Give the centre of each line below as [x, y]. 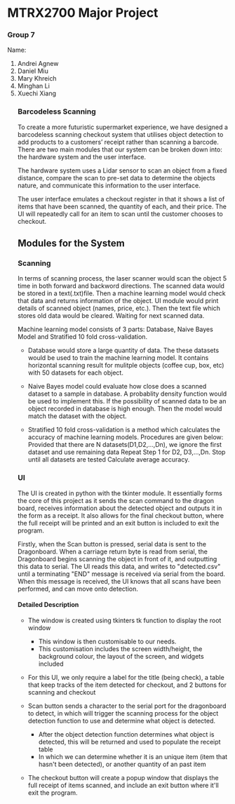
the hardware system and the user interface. [81, 156]
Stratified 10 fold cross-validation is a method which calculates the [124, 430]
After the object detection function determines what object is [126, 734]
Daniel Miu [33, 71]
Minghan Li [34, 86]
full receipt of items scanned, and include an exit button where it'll [123, 785]
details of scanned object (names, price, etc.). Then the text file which [119, 308]
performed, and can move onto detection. [78, 589]
